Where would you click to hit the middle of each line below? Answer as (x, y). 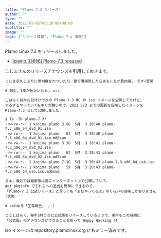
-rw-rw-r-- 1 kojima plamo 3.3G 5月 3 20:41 (53, 143)
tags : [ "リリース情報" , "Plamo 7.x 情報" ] (46, 37)
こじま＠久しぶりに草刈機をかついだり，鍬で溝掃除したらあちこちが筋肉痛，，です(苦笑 (79, 81)
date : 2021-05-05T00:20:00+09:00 (39, 23)
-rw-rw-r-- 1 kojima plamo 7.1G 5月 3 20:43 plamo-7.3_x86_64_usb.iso (80, 162)
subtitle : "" (18, 28)
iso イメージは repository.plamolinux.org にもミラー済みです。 (67, 230)
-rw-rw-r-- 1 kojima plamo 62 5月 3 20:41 (53, 152)
